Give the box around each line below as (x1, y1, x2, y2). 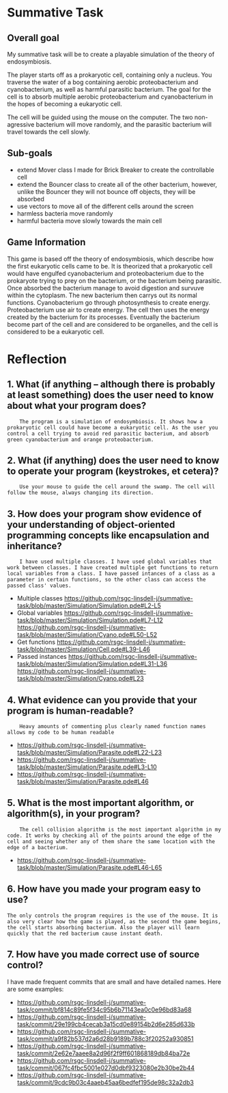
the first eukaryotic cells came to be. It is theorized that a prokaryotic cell (7, 262, 213, 270)
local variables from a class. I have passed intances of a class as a (7, 570, 215, 577)
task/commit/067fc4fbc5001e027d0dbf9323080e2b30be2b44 (16, 1064, 195, 1072)
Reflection (7, 351, 67, 367)
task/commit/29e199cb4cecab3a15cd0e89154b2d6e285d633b (16, 1020, 195, 1028)
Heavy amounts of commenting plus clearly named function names (19, 723, 206, 730)
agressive (7, 121, 35, 128)
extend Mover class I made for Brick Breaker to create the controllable (16, 166, 215, 174)
